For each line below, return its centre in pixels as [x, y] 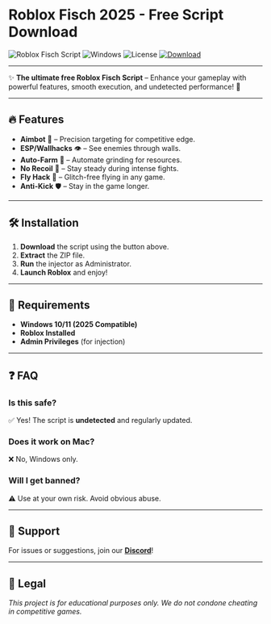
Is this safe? [33, 403]
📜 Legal [27, 583]
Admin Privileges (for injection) [73, 341]
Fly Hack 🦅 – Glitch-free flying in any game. [92, 177]
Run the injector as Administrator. [75, 263]
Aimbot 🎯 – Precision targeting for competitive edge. [108, 139]
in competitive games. [45, 612]
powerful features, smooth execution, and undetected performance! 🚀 [125, 86]
